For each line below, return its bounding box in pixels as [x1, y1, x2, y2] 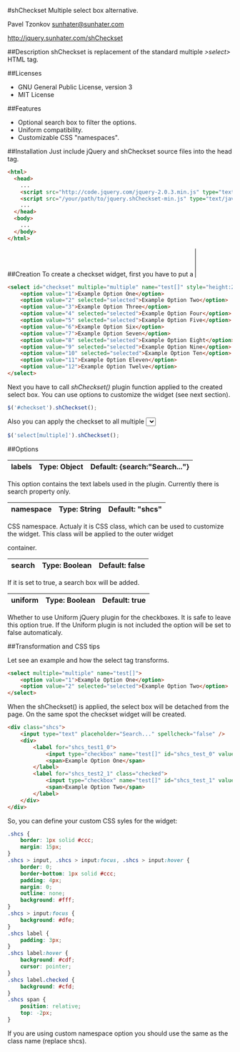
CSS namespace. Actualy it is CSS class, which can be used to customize [7, 521, 224, 531]
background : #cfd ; [20, 983, 75, 990]
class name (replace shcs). [7, 1036, 87, 1045]
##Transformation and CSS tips [7, 642, 100, 651]
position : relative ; [20, 1003, 81, 1010]
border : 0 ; [20, 863, 53, 871]
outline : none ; [20, 890, 66, 897]
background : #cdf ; [20, 956, 75, 963]
